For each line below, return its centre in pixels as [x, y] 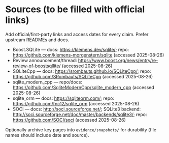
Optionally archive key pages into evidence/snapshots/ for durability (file [81, 130]
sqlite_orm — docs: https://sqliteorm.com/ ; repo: [63, 98]
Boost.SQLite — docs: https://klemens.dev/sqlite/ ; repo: [71, 49]
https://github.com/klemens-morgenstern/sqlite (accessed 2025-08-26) [88, 55]
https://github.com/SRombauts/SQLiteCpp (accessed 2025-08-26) [83, 76]
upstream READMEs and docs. [37, 40]
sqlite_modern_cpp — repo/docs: [47, 82]
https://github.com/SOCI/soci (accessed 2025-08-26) [69, 120]
